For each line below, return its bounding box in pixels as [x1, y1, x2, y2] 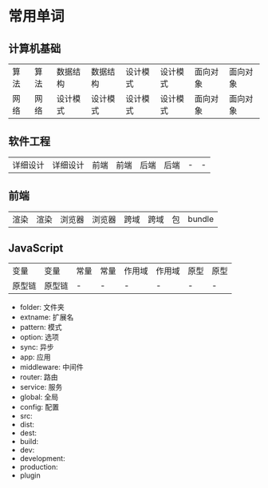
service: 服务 [19, 383, 63, 392]
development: [19, 454, 65, 463]
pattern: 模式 [19, 323, 62, 332]
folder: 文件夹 [19, 303, 65, 312]
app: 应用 [19, 352, 51, 362]
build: [19, 437, 39, 446]
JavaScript [8, 241, 64, 256]
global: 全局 [19, 392, 59, 402]
